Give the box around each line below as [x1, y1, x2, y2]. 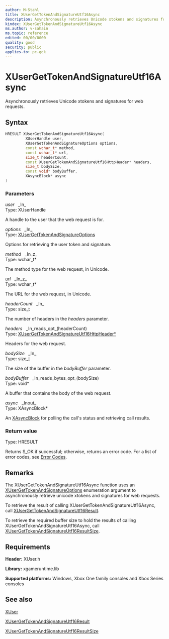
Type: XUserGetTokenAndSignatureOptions [5, 232, 96, 238]
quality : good [5, 40, 35, 45]
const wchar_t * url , [25, 150, 69, 155]
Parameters [5, 190, 34, 197]
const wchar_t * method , [25, 145, 75, 151]
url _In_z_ [5, 276, 27, 282]
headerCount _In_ [5, 301, 44, 307]
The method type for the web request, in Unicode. [5, 266, 109, 272]
